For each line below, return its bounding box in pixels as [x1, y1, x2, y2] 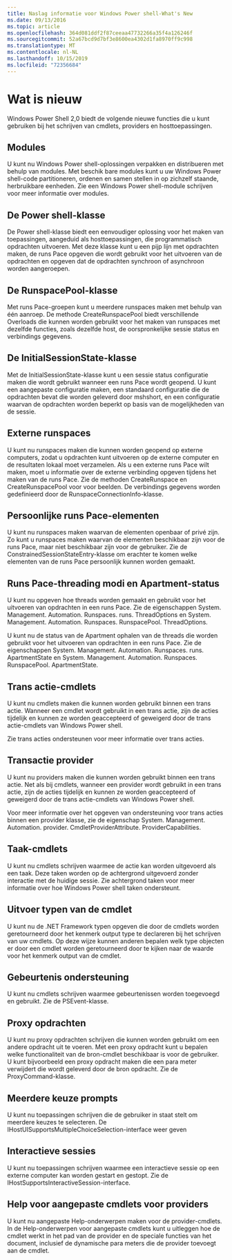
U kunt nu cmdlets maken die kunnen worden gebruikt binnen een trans [7, 699, 211, 707]
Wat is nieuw [7, 91, 83, 107]
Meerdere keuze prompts [7, 1092, 119, 1104]
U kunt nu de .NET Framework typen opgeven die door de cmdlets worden [7, 922, 220, 930]
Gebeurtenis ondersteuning [7, 971, 129, 983]
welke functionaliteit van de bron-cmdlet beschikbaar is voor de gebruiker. [7, 1050, 220, 1059]
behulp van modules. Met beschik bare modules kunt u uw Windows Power [7, 167, 222, 176]
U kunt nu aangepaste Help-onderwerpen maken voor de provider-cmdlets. [7, 1216, 222, 1225]
